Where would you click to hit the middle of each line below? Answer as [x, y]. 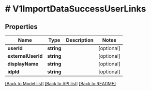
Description [80, 40]
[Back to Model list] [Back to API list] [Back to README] [60, 84]
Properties [21, 27]
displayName [23, 64]
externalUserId [25, 56]
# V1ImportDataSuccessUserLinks [75, 9]
